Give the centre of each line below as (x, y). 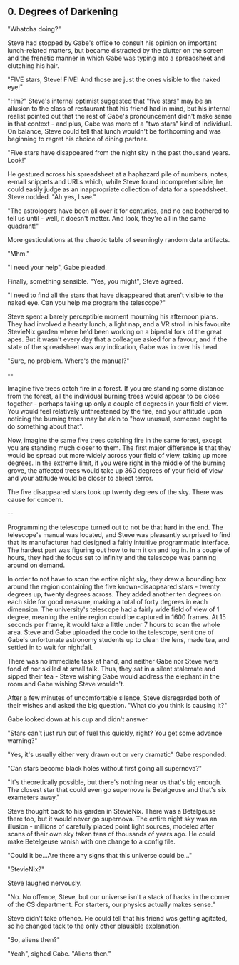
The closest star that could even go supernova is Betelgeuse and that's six (117, 789)
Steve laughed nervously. (45, 883)
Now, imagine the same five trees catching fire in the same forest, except (115, 440)
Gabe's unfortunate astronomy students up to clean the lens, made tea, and (118, 639)
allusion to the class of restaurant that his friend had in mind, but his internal (119, 108)
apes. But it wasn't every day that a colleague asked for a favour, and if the (117, 339)
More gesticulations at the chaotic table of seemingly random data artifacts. (119, 239)
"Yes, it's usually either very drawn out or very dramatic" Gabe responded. (117, 754)
